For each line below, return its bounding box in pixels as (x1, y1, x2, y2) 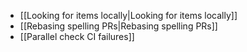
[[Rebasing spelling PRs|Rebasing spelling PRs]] (19, 20, 218, 32)
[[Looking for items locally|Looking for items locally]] (19, 10, 238, 21)
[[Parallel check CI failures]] (19, 31, 135, 42)
